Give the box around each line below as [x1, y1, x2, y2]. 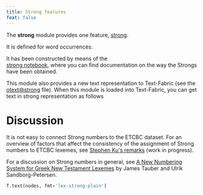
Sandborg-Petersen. [6, 171, 58, 179]
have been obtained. [6, 67, 58, 75]
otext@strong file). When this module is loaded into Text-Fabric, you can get [6, 86, 197, 93]
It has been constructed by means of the [6, 55, 108, 62]
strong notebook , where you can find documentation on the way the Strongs [6, 61, 197, 69]
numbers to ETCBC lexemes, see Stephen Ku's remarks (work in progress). [6, 146, 194, 154]
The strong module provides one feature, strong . [6, 31, 128, 38]
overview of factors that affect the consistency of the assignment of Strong [6, 140, 195, 148]
